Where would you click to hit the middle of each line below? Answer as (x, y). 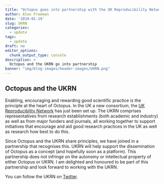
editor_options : (21, 50)
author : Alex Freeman (27, 14)
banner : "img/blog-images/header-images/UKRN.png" (58, 69)
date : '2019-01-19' (25, 19)
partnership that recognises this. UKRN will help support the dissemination (80, 146)
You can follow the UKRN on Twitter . (41, 176)
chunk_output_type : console (38, 55)
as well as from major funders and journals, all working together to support (80, 121)
